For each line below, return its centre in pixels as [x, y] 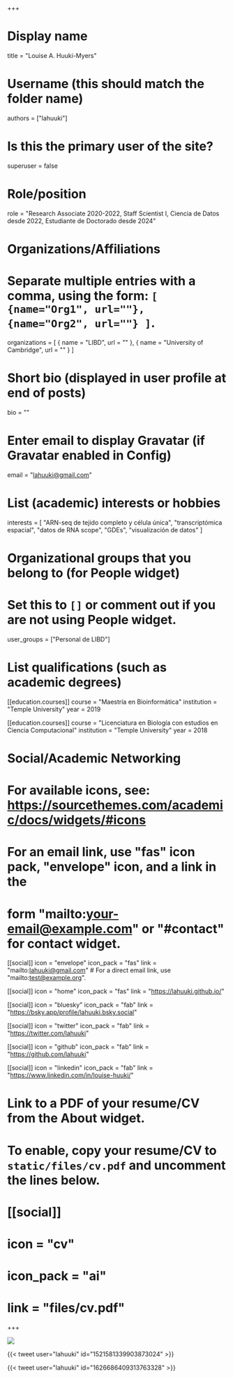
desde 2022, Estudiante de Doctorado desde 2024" [82, 220]
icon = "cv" [41, 1244]
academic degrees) [65, 682]
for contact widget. [64, 943]
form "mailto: [47, 914]
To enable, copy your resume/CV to [112, 1150]
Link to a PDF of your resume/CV [104, 1103]
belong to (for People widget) [93, 573]
